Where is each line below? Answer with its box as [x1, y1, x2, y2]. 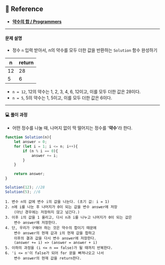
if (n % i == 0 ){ [23, 148, 58, 153]
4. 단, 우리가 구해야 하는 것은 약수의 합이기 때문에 [5, 225, 97, 230]
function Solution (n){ [5, 135, 52, 140]
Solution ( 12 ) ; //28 [5, 185, 45, 190]
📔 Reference [5, 5, 43, 13]
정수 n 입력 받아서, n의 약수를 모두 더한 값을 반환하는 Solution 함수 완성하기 [12, 47, 158, 53]
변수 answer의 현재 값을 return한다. [14, 256, 82, 261]
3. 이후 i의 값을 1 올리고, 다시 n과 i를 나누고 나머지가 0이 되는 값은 [5, 215, 132, 220]
